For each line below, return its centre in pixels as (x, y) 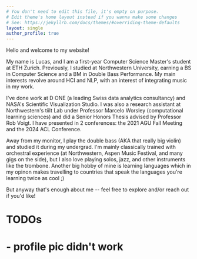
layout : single (25, 28)
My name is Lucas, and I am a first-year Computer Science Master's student (98, 62)
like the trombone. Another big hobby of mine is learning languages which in (98, 166)
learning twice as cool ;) (35, 178)
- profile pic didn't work (65, 246)
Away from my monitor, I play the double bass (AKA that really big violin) (94, 141)
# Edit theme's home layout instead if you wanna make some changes (92, 17)
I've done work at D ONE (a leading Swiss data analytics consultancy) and (96, 98)
